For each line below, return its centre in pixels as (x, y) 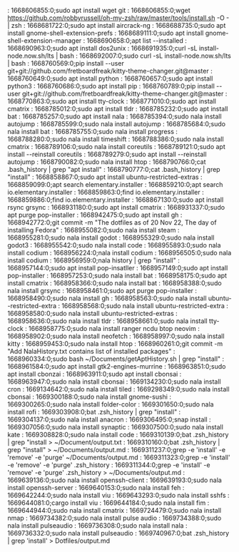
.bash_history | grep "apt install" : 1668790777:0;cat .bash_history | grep (114, 169)
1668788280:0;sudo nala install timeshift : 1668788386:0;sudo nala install (116, 139)
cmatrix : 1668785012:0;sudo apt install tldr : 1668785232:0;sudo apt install (118, 109)
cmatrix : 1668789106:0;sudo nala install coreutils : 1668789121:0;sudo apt (117, 147)
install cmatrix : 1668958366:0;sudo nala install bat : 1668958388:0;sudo (115, 283)
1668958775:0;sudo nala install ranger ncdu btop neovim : (114, 328)
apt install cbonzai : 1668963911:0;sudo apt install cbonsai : (95, 374)
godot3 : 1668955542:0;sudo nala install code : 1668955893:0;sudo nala (114, 245)
